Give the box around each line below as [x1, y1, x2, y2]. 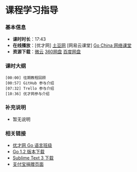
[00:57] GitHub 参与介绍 [5, 80, 54, 85]
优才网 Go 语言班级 [12, 142, 52, 148]
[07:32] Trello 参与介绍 [5, 86, 54, 91]
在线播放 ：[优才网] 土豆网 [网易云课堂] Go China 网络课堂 [12, 42, 132, 48]
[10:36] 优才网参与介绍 [5, 91, 50, 96]
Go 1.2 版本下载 [12, 149, 45, 155]
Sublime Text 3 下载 [12, 155, 54, 161]
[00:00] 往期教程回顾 [5, 75, 46, 80]
